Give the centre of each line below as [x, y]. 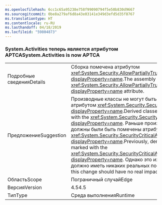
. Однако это [137, 159]
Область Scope [25, 180]
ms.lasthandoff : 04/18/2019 [33, 28]
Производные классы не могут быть [114, 99]
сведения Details [27, 82]
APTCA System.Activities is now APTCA [53, 55]
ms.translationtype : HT [29, 18]
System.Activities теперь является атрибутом [62, 49]
